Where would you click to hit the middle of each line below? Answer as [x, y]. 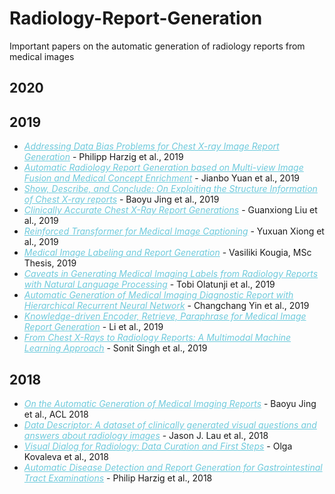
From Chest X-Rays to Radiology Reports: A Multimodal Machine [157, 338]
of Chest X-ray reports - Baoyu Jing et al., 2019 [121, 199]
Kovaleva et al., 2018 [66, 456]
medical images [42, 56]
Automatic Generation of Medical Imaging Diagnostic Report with [158, 295]
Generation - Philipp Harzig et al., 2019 [103, 157]
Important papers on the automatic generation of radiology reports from [157, 46]
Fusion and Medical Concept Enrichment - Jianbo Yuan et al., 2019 [162, 178]
